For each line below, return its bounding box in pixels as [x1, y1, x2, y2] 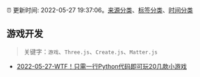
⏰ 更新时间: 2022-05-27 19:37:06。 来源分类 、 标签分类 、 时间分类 [6, 6, 194, 14]
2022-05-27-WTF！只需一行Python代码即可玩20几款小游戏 [16, 62, 187, 70]
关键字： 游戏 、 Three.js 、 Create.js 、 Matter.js [23, 47, 158, 56]
